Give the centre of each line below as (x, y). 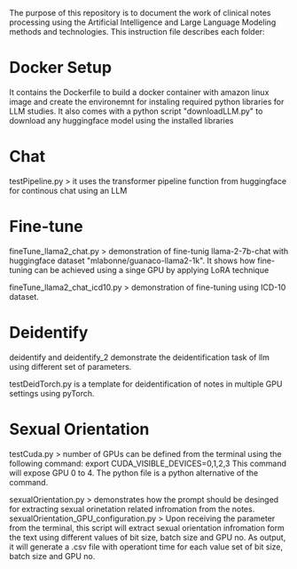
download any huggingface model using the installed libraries (121, 120)
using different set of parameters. (70, 366)
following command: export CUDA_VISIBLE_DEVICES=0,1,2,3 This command (148, 463)
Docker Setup (61, 68)
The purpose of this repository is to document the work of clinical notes (140, 13)
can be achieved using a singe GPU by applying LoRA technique (152, 269)
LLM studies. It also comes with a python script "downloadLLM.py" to (136, 111)
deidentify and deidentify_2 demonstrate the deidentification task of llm (140, 357)
